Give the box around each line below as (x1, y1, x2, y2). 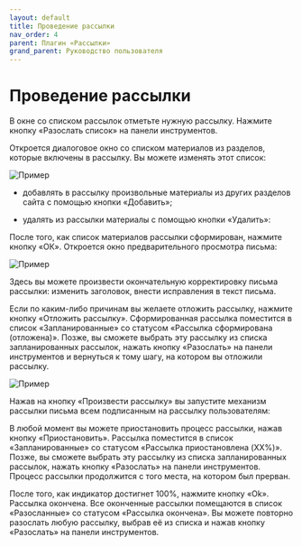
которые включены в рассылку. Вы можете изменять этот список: (9, 153, 266, 163)
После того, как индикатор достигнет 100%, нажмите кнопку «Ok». (9, 488, 270, 499)
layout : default (9, 13, 70, 23)
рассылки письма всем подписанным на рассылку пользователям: (9, 405, 270, 416)
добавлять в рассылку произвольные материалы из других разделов (22, 187, 291, 199)
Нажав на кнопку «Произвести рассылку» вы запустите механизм (9, 396, 267, 407)
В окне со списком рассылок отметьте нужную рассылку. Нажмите (9, 116, 272, 126)
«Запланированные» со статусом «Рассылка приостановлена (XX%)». (9, 442, 282, 453)
